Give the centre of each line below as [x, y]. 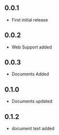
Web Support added [32, 47]
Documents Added [30, 74]
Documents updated [32, 101]
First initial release [30, 20]
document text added [33, 129]
